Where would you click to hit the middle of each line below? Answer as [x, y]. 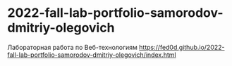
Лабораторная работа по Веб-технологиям [72, 47]
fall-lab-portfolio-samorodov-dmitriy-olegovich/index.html [92, 55]
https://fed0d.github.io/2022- [182, 47]
